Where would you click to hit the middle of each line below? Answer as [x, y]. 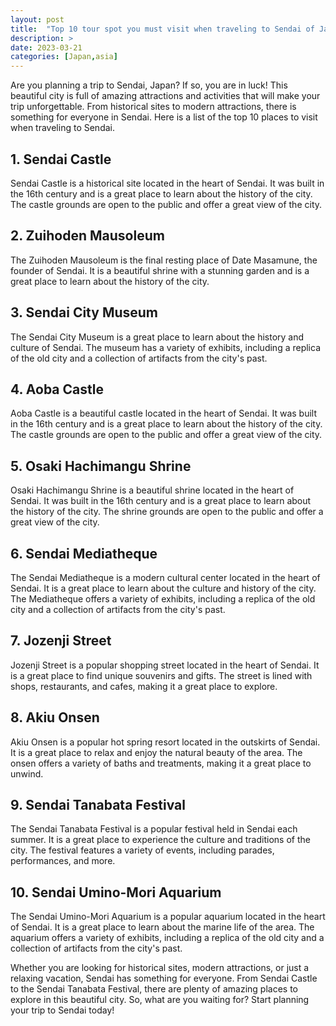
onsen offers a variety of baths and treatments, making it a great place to [161, 763]
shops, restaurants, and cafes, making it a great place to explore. [144, 686]
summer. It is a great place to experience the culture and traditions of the [160, 840]
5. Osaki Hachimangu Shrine [101, 466]
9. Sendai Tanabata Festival [98, 805]
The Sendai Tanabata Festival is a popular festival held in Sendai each [154, 829]
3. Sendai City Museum [84, 312]
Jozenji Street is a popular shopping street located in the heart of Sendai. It [165, 665]
